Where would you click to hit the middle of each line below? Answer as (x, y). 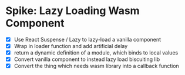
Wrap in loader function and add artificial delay (71, 46)
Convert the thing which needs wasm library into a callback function (97, 66)
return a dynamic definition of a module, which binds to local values (96, 53)
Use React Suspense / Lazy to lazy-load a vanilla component (88, 39)
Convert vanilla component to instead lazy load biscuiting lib (87, 59)
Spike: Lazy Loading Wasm (73, 11)
